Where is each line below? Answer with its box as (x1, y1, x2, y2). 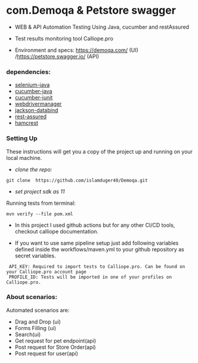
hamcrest (14, 119, 39, 127)
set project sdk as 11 (14, 187, 65, 195)
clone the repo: (14, 165, 52, 173)
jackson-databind (14, 107, 58, 114)
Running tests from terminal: (6, 199, 76, 207)
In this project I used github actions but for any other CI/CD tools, (14, 222, 175, 229)
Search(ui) (14, 331, 41, 338)
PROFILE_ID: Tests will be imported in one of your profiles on (8, 274, 172, 280)
